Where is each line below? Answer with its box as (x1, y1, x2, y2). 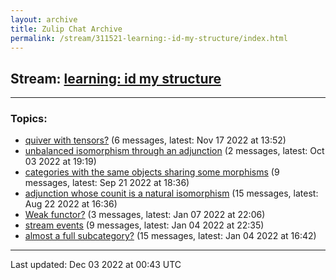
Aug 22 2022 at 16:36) (24, 198, 118, 210)
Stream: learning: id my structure (10, 70, 222, 87)
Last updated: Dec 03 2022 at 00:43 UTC (10, 259, 182, 271)
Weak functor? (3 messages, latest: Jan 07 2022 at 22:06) (24, 209, 266, 221)
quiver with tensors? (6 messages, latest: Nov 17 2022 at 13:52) (24, 134, 287, 146)
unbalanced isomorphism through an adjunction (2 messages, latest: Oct (24, 145, 325, 157)
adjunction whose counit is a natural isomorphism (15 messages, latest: (24, 187, 319, 200)
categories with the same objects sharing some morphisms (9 (24, 166, 280, 178)
